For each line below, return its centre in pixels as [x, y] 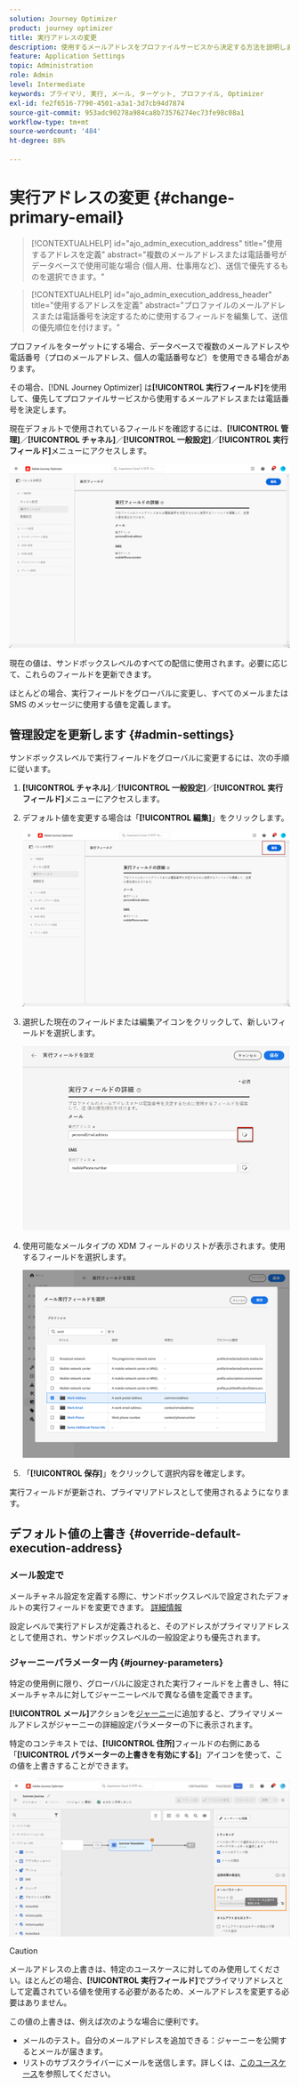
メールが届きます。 [73, 2051]
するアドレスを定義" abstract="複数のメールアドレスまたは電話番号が [159, 254]
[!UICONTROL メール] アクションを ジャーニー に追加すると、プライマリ [138, 1713]
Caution [24, 1950]
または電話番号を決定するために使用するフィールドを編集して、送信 [163, 316]
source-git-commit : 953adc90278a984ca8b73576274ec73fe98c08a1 [127, 113]
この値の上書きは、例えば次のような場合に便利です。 [106, 2021]
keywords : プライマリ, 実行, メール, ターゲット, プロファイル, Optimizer [137, 93]
